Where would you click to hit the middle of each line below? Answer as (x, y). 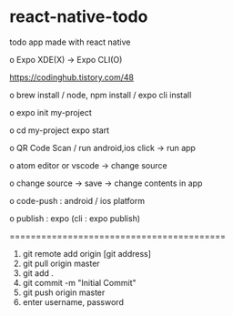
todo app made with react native (70, 42)
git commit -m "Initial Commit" (79, 282)
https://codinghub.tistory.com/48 (72, 77)
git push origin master (64, 292)
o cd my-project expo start (60, 130)
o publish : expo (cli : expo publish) (75, 218)
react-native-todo (79, 17)
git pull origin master (61, 263)
